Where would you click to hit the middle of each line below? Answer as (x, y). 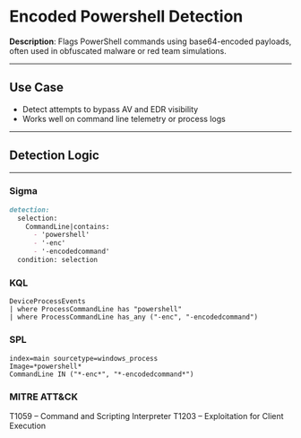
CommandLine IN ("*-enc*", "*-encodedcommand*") (102, 374)
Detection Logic (55, 156)
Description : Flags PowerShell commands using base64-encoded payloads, (150, 41)
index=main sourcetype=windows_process (84, 358)
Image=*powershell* (46, 366)
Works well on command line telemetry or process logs (124, 118)
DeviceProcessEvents (48, 302)
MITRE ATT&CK (44, 397)
